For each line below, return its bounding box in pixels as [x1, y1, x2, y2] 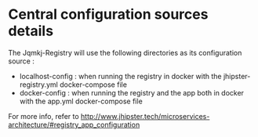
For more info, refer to [8, 111, 80, 121]
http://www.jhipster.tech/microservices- [81, 111, 210, 121]
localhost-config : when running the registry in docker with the [19, 71, 222, 81]
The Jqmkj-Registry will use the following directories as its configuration [8, 48, 242, 57]
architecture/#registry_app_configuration [8, 120, 140, 129]
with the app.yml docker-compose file [19, 96, 143, 106]
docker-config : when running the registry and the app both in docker [19, 88, 245, 97]
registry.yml [19, 80, 59, 89]
